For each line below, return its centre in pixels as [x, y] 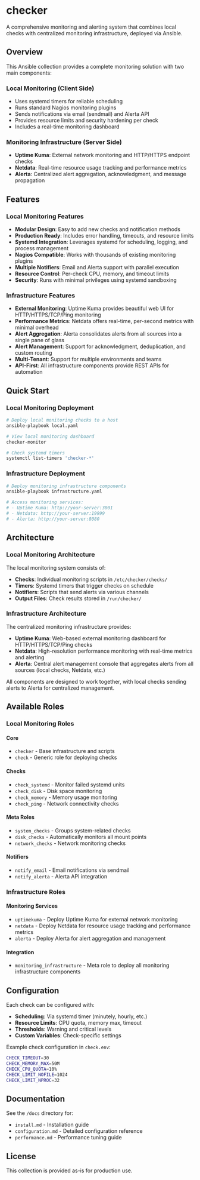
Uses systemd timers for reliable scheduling [69, 102]
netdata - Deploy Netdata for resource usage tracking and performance [103, 926]
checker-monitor [26, 442]
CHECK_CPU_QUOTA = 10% [32, 1069]
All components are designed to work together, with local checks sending [96, 681]
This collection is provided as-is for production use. [69, 1170]
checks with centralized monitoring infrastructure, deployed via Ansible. [94, 33]
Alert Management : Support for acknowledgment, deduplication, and [100, 346]
